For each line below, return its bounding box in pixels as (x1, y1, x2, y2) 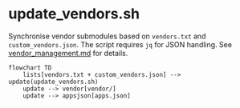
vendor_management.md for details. (8, 48, 128, 58)
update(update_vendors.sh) (8, 78, 99, 86)
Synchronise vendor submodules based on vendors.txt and (8, 31, 206, 41)
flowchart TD (8, 63, 52, 72)
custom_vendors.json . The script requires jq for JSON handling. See (8, 39, 233, 49)
